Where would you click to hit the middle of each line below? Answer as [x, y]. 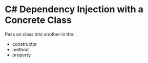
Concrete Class [38, 20]
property [22, 55]
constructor [25, 44]
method [20, 49]
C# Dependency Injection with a [74, 9]
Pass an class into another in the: [40, 34]
